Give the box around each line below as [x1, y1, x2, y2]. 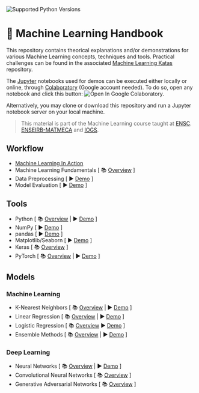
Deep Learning [6, 349, 51, 357]
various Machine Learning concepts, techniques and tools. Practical [6, 53, 175, 60]
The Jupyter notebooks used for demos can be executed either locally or [6, 77, 188, 84]
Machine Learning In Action [14, 159, 84, 166]
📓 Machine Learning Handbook [6, 27, 164, 40]
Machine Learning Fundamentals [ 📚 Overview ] [14, 166, 135, 174]
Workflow [6, 144, 44, 154]
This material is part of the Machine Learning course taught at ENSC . [20, 120, 192, 127]
